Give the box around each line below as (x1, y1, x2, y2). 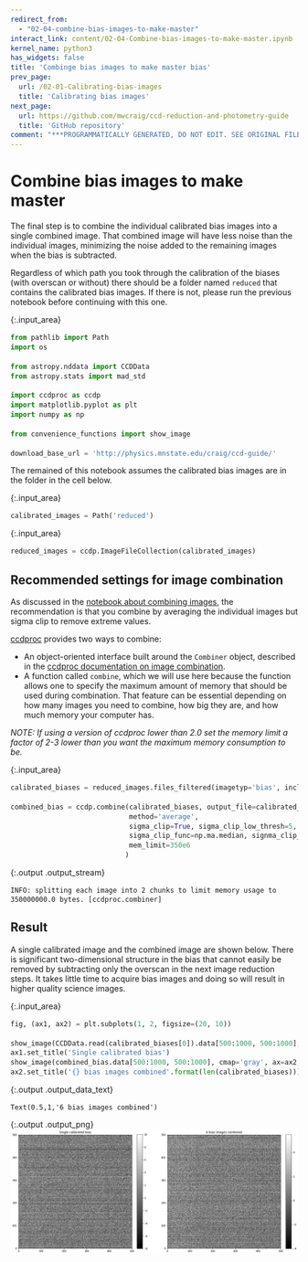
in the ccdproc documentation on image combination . (23, 661, 227, 672)
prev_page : (10, 73, 52, 82)
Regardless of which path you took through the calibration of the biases (10, 268, 281, 279)
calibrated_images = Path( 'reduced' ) (10, 512, 154, 521)
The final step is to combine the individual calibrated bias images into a (10, 220, 278, 232)
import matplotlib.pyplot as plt (10, 400, 138, 410)
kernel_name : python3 (10, 44, 93, 53)
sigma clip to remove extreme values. (10, 616, 152, 626)
